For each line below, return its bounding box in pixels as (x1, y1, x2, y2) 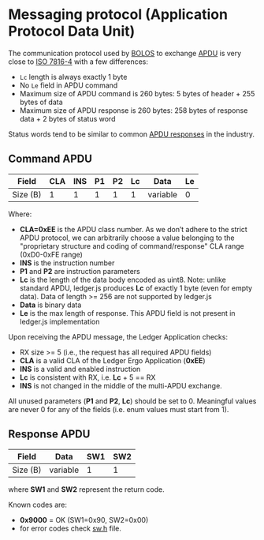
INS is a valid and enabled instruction (19, 364, 141, 373)
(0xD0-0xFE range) (19, 249, 83, 259)
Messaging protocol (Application (8, 6, 229, 24)
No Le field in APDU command (19, 81, 118, 90)
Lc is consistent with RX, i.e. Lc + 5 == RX (19, 373, 156, 382)
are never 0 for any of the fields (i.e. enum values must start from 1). (8, 404, 229, 414)
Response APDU (8, 428, 91, 441)
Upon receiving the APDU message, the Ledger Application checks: (8, 332, 229, 341)
